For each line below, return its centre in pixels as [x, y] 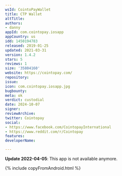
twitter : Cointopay [25, 118]
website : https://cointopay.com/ [39, 73]
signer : [13, 109]
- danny [13, 28]
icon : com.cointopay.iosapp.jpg [38, 86]
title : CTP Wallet [23, 14]
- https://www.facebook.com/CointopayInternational [58, 127]
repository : [17, 77]
